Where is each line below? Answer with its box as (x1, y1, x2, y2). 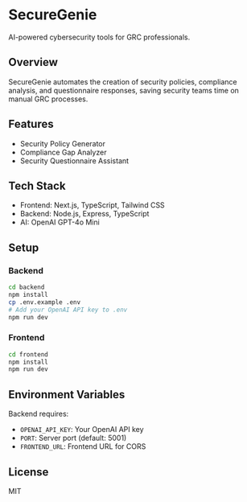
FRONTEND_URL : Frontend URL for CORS (19, 442, 146, 451)
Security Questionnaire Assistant (19, 155, 130, 166)
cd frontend (8, 350, 48, 359)
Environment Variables (8, 388, 126, 401)
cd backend (8, 283, 45, 291)
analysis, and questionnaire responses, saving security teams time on (8, 85, 240, 95)
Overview (8, 56, 59, 69)
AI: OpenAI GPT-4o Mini (19, 217, 101, 227)
